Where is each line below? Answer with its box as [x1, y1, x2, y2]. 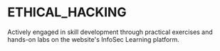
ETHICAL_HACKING [7, 4, 127, 21]
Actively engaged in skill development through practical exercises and [7, 28, 214, 36]
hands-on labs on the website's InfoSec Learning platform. [7, 35, 180, 43]
